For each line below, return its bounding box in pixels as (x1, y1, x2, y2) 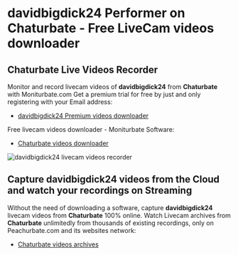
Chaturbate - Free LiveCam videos (7, 20, 215, 36)
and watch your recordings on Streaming (7, 184, 193, 197)
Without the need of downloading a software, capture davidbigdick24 (7, 203, 213, 212)
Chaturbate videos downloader (17, 139, 109, 147)
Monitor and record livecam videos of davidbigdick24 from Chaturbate (7, 83, 218, 90)
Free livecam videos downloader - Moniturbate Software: (7, 125, 175, 133)
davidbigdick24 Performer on (7, 5, 185, 21)
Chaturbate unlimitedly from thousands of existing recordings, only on (7, 219, 215, 227)
